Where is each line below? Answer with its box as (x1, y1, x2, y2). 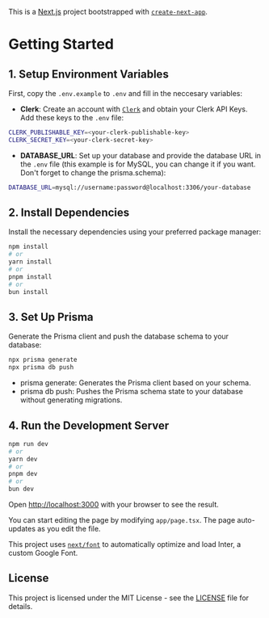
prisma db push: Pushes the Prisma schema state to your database (19, 387, 244, 397)
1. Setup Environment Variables (8, 67, 170, 81)
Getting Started (8, 36, 115, 53)
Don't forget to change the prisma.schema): (19, 167, 166, 177)
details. (8, 601, 33, 611)
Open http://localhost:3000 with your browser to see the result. (8, 500, 220, 510)
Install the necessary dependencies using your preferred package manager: (8, 227, 262, 237)
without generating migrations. (19, 395, 123, 405)
